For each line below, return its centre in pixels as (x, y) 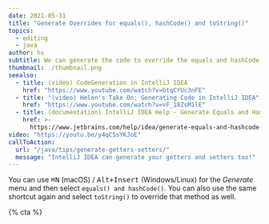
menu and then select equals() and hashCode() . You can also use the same (132, 188)
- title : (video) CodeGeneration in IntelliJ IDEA (102, 82)
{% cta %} (25, 212)
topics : (21, 30)
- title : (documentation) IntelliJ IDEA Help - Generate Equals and (132, 113)
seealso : (23, 75)
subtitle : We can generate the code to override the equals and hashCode (134, 61)
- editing (32, 38)
